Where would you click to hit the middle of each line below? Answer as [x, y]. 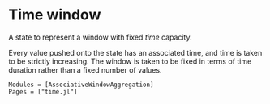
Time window [55, 15]
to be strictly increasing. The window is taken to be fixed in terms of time [130, 61]
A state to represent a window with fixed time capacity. [100, 37]
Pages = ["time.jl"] [43, 92]
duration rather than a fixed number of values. [85, 69]
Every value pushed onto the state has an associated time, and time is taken [135, 52]
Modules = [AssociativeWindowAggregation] [81, 85]
